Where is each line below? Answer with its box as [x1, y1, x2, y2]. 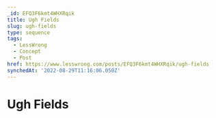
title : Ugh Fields [7, 16, 59, 23]
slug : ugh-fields [7, 23, 57, 29]
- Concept [13, 48, 41, 55]
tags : [7, 35, 23, 42]
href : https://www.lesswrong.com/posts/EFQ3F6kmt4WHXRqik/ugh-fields [7, 61, 210, 68]
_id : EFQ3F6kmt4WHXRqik [7, 10, 75, 17]
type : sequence [7, 29, 51, 36]
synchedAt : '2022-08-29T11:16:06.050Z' [7, 67, 121, 74]
